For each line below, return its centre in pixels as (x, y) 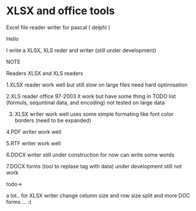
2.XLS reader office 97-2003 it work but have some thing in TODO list (91, 96)
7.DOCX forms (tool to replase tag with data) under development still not (94, 166)
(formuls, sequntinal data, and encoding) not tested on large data (86, 103)
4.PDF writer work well (34, 132)
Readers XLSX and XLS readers (45, 73)
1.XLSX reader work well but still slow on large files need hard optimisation (97, 85)
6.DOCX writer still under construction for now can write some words (90, 155)
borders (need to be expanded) (53, 120)
